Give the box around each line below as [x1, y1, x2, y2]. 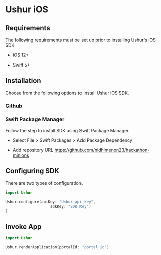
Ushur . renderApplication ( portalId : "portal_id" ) [5, 245, 109, 250]
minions [12, 152, 29, 158]
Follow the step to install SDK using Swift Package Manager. [5, 127, 130, 134]
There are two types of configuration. [5, 180, 83, 186]
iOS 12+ [12, 52, 29, 58]
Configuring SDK [5, 167, 59, 175]
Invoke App [5, 222, 42, 231]
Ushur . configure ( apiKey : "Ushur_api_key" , [5, 199, 96, 204]
